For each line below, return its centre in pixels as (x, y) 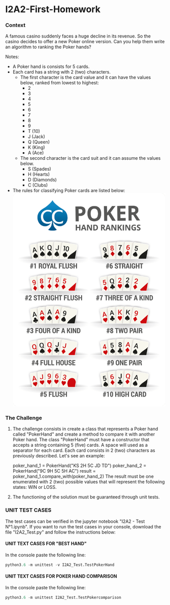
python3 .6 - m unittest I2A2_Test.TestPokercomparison (63, 598)
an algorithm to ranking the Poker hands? (48, 47)
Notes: (12, 57)
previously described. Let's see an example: (59, 456)
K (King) (36, 148)
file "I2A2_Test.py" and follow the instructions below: (60, 532)
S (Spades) (40, 169)
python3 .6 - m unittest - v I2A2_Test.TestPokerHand (60, 565)
